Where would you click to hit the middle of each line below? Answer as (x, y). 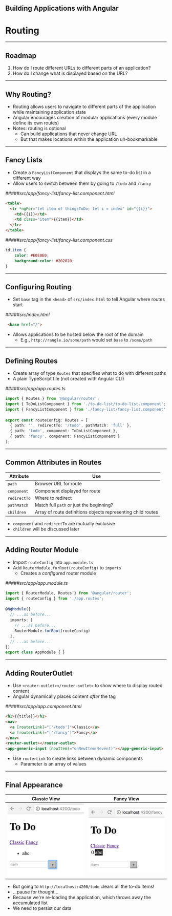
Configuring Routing (38, 287)
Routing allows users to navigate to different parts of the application (84, 106)
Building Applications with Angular (62, 8)
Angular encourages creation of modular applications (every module (85, 117)
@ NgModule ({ (18, 609)
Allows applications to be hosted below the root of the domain (78, 334)
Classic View (46, 799)
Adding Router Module (42, 550)
